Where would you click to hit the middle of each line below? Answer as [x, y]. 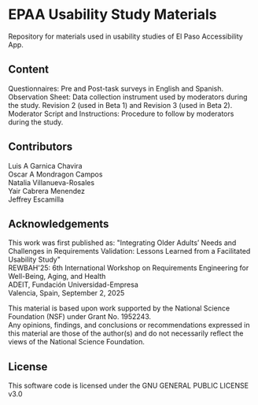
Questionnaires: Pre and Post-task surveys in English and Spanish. [116, 88]
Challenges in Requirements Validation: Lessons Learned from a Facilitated [129, 251]
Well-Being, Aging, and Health [57, 277]
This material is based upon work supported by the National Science [119, 308]
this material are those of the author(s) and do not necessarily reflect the [126, 333]
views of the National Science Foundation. [77, 342]
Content [29, 70]
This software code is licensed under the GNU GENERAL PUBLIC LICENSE [129, 386]
